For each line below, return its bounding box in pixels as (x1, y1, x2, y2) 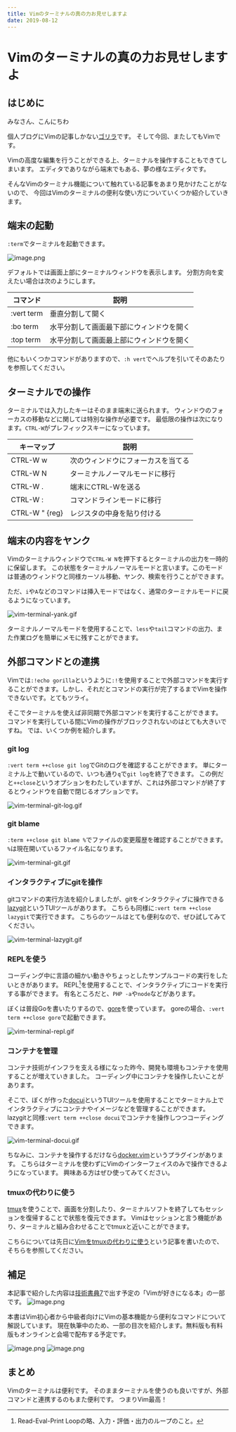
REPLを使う (7, 954, 47, 964)
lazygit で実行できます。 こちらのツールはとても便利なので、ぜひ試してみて (7, 912, 227, 921)
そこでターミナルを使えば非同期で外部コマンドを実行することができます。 (7, 708, 223, 717)
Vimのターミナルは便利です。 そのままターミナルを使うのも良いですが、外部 (7, 1386, 229, 1395)
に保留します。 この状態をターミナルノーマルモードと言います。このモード (7, 563, 223, 572)
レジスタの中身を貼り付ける (70, 509, 162, 518)
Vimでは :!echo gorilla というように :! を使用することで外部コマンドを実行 (7, 676, 223, 684)
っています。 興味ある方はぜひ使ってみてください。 (25, 1168, 174, 1177)
